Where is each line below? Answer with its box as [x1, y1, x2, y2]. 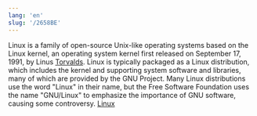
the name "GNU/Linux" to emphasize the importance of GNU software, [8, 90, 237, 100]
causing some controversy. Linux [8, 99, 115, 108]
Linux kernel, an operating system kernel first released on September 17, [8, 49, 241, 58]
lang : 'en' [8, 11, 44, 20]
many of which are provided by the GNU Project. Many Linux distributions [8, 74, 246, 83]
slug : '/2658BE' [8, 19, 61, 27]
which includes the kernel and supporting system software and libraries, [8, 65, 241, 74]
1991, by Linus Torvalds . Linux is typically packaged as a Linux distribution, [8, 56, 250, 67]
